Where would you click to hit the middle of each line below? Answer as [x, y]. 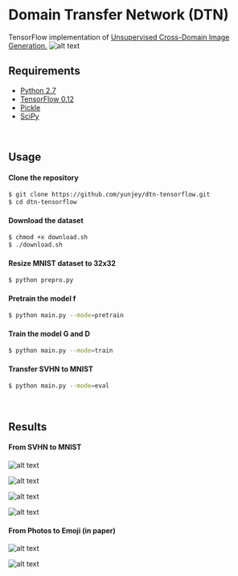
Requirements [44, 71]
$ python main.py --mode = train [61, 351]
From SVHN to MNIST [45, 447]
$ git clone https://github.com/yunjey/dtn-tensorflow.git [109, 195]
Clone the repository [43, 177]
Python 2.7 [38, 90]
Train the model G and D [49, 334]
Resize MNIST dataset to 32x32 [62, 263]
